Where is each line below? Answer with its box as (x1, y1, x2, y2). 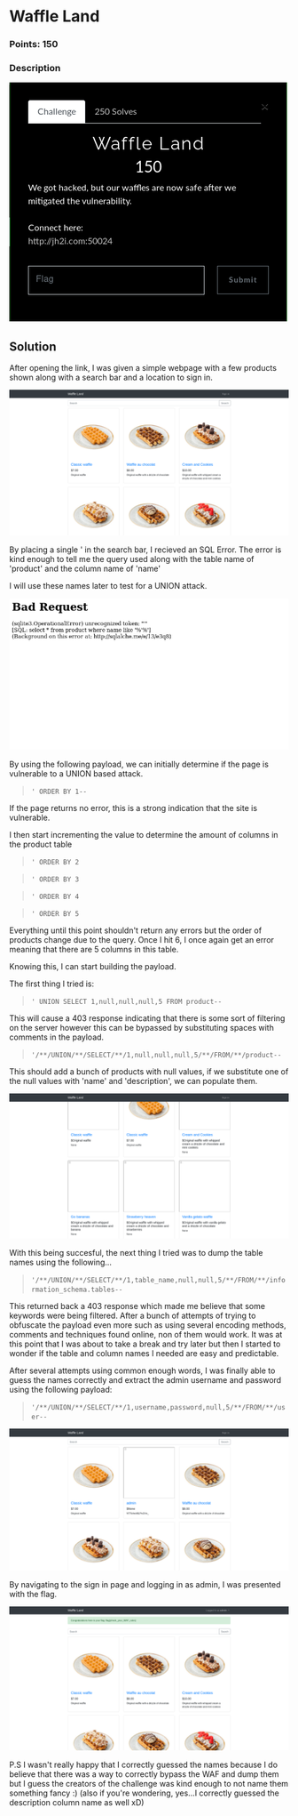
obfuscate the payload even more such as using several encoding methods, (9, 1319, 286, 1330)
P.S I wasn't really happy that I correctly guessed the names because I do (9, 1759, 278, 1771)
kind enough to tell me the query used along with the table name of (9, 554, 255, 565)
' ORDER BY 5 (30, 909, 80, 918)
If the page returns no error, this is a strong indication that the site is (9, 802, 258, 813)
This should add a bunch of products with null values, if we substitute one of (9, 1065, 289, 1077)
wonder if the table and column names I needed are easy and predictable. (9, 1347, 279, 1358)
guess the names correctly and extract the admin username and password (9, 1374, 282, 1385)
